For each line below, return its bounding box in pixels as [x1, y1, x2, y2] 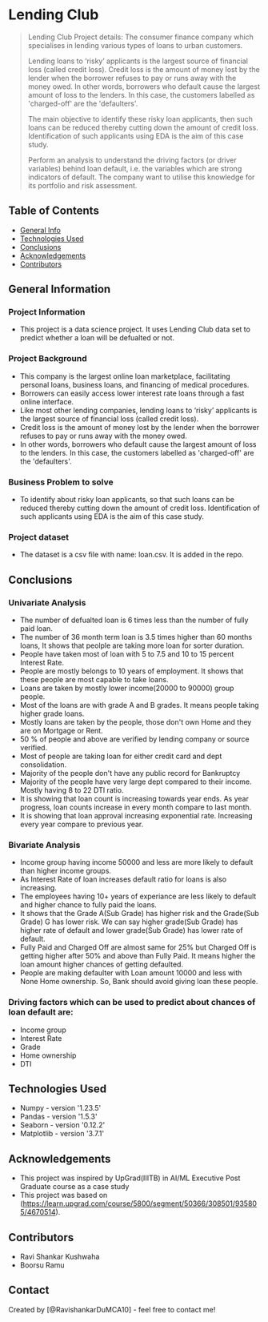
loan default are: [8, 1007, 74, 1018]
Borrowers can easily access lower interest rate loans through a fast [19, 388, 245, 398]
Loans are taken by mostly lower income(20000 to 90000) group [19, 683, 234, 693]
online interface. [19, 396, 74, 406]
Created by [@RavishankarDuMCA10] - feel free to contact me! [8, 1304, 216, 1314]
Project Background [8, 353, 87, 364]
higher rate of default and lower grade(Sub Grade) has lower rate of [19, 926, 243, 935]
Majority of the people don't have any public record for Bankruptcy [19, 769, 241, 778]
